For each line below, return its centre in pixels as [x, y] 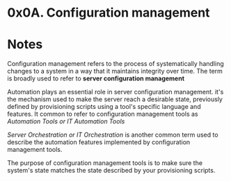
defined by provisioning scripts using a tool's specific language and [104, 107]
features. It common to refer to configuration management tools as [103, 114]
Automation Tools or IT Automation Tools [66, 121]
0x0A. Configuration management [109, 13]
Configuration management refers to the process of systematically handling [115, 64]
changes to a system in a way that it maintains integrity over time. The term [115, 71]
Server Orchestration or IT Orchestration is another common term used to [113, 135]
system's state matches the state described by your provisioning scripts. [111, 171]
